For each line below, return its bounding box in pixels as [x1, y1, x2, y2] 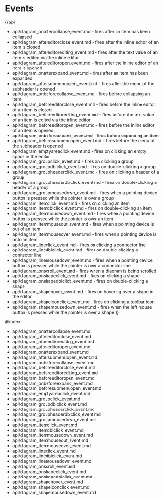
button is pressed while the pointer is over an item [12, 216, 114, 222]
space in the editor [12, 153, 50, 159]
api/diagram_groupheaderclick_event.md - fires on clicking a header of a [12, 169, 159, 175]
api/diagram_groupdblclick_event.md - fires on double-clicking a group [12, 163, 156, 169]
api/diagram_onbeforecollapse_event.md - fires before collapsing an [12, 91, 150, 97]
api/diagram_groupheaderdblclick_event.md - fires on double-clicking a [12, 179, 157, 185]
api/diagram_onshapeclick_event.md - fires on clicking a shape [12, 273, 140, 279]
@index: [5, 318, 22, 324]
